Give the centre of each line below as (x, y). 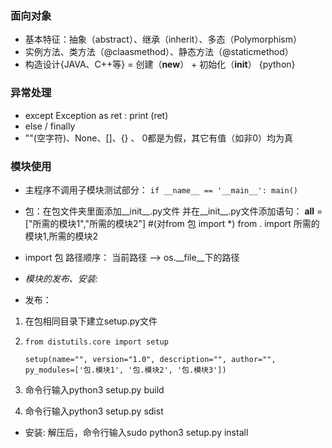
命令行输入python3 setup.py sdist (94, 411)
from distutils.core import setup (96, 342)
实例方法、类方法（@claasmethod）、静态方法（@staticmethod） (159, 52)
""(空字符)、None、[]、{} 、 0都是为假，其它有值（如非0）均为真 (159, 138)
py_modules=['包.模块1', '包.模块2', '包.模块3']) (125, 370)
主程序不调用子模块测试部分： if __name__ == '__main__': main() (161, 189)
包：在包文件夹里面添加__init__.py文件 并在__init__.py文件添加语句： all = (173, 211)
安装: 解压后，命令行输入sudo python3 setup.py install (136, 432)
